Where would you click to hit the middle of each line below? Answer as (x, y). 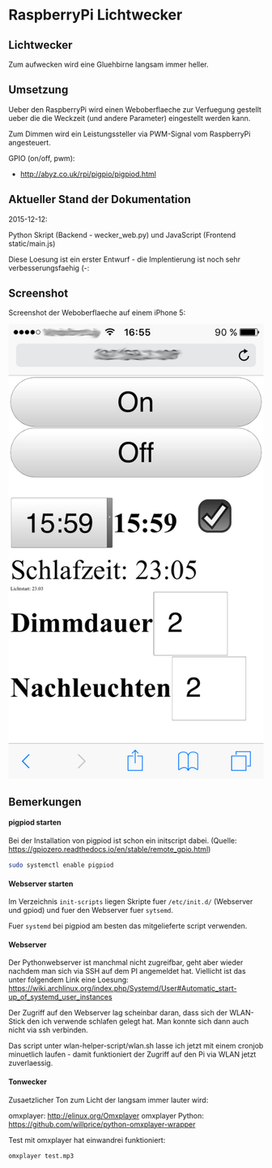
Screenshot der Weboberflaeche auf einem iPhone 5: (97, 313)
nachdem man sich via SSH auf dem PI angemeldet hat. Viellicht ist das (127, 971)
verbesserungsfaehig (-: (49, 268)
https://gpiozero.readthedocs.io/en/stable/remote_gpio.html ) (110, 850)
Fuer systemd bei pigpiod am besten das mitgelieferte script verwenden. (128, 926)
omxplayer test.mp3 (41, 1156)
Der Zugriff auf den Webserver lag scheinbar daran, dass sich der (118, 1013)
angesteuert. (30, 142)
